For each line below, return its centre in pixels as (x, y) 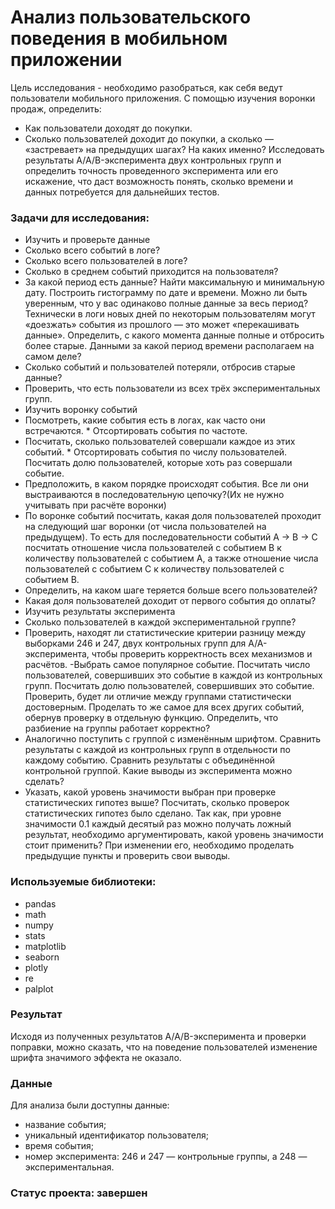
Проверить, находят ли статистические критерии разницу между (165, 633)
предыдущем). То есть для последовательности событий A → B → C (171, 537)
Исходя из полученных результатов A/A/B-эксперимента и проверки (158, 1036)
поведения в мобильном (119, 38)
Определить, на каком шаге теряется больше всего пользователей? (171, 590)
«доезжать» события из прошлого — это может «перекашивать (162, 325)
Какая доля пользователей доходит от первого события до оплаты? (170, 601)
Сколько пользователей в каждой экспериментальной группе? (160, 622)
